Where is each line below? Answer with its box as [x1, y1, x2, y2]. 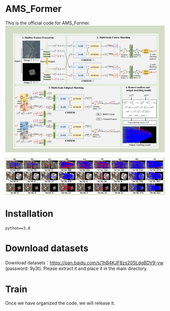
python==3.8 [5, 226, 30, 231]
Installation [5, 208, 54, 219]
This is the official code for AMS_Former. [5, 20, 90, 26]
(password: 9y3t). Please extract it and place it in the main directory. [5, 265, 148, 272]
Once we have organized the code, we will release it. [5, 300, 115, 306]
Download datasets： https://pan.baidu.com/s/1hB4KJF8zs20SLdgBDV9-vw [5, 260, 163, 266]
